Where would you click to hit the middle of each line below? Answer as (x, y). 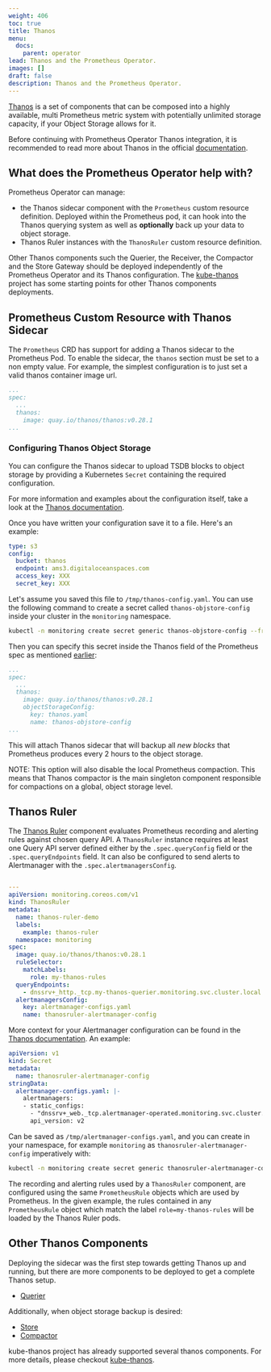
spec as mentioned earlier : (53, 655)
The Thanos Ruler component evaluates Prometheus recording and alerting (133, 831)
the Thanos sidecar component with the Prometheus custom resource (134, 208)
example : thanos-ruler (61, 932)
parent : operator (52, 53)
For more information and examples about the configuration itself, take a (128, 498)
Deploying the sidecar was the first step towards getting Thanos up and (127, 1262)
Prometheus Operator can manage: (67, 192)
